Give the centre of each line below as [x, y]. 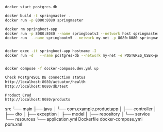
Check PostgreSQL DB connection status [45, 77]
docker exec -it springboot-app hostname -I [51, 51]
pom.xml [14, 124]
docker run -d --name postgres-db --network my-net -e [64, 56]
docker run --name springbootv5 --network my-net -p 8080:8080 [71, 38]
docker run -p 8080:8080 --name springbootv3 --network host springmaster [82, 33]
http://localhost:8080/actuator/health [45, 82]
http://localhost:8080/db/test [37, 86]
